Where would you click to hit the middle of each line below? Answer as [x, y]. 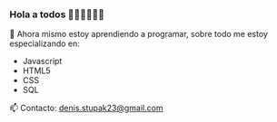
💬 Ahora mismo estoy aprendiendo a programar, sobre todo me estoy [138, 34]
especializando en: [45, 43]
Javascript [42, 61]
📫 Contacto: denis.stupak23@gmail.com [86, 108]
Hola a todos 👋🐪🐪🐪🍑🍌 [57, 14]
